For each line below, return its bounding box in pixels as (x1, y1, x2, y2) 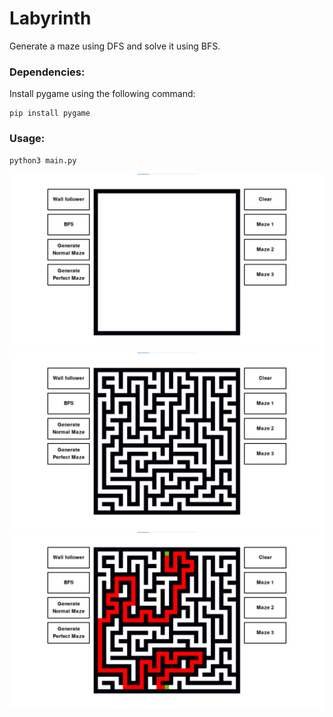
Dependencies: (9, 65, 86, 79)
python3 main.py (9, 155, 77, 166)
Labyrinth (9, 7, 92, 30)
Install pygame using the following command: (9, 88, 196, 100)
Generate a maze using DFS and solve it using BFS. (9, 40, 221, 52)
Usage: (9, 132, 46, 146)
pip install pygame (9, 108, 91, 119)
